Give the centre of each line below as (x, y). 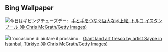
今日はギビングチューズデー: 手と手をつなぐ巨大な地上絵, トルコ (77, 21)
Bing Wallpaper (29, 8)
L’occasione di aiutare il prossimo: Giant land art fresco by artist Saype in (86, 38)
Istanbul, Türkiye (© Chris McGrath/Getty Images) (57, 44)
